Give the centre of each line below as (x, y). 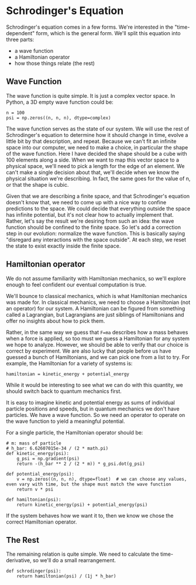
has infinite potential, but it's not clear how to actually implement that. (90, 214)
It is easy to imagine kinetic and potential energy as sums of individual (91, 402)
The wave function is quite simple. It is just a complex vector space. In (91, 95)
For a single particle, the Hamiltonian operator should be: (75, 432)
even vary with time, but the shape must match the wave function (89, 484)
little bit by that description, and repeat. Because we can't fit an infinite (91, 141)
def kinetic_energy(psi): (37, 453)
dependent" (20, 33)
